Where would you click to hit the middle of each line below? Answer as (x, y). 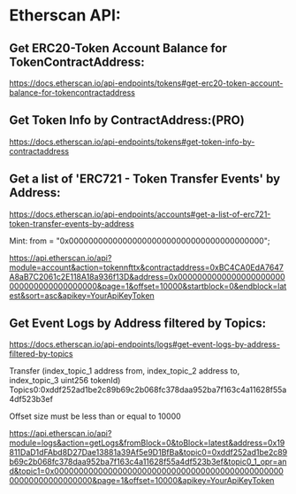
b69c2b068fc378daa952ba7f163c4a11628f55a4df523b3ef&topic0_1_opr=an (148, 462)
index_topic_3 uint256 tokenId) (65, 381)
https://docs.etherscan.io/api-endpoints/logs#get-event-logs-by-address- (145, 344)
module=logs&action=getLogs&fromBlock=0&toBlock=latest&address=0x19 (147, 443)
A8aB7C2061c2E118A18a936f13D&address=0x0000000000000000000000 (147, 276)
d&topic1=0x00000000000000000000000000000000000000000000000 (147, 471)
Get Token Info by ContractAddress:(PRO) (127, 120)
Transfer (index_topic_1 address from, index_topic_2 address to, (125, 371)
